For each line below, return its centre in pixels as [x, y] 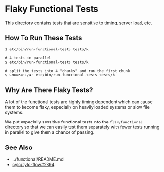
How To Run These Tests [44, 38]
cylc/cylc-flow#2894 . [34, 165]
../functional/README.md [38, 159]
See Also [19, 147]
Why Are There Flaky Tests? [49, 90]
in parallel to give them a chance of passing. [50, 132]
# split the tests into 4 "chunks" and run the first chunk [68, 71]
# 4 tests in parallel [28, 58]
